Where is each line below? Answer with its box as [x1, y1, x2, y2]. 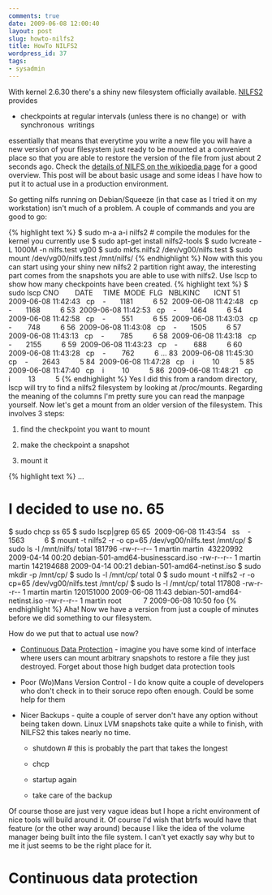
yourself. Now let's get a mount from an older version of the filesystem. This [8, 399, 263, 410]
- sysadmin [8, 65, 45, 73]
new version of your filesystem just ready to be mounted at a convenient [8, 144, 251, 154]
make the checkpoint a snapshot [19, 440, 130, 450]
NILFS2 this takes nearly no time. [19, 727, 132, 737]
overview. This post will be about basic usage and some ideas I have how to [8, 170, 262, 179]
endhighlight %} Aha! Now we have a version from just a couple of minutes [8, 604, 259, 613]
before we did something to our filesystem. [8, 613, 153, 622]
